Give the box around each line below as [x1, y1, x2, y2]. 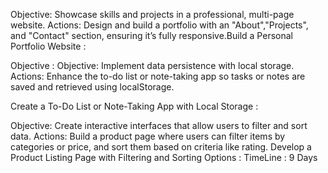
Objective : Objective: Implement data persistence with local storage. [10, 60, 295, 71]
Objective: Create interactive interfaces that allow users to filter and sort [10, 120, 308, 131]
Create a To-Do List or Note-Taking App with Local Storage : [10, 100, 259, 112]
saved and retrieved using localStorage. [10, 81, 175, 93]
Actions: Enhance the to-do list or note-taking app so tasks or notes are [10, 70, 306, 82]
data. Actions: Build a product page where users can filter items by [10, 130, 286, 142]
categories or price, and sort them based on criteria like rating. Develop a [10, 141, 312, 153]
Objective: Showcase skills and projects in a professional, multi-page [10, 9, 295, 20]
